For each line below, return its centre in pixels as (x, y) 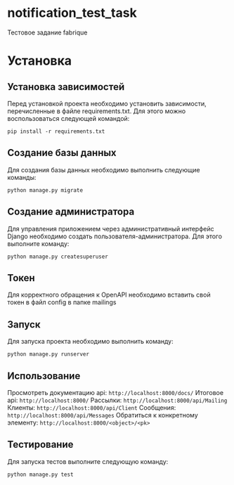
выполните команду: (38, 243)
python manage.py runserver (48, 354)
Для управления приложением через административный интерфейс (111, 228)
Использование (44, 376)
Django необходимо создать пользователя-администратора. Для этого (115, 236)
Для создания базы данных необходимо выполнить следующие (104, 169)
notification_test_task (72, 13)
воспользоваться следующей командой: (69, 118)
